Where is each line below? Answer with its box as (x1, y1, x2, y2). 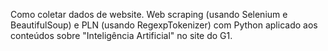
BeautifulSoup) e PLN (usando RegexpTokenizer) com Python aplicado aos (10, 19, 318, 31)
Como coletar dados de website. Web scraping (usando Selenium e (10, 9, 288, 20)
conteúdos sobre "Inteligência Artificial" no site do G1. (10, 30, 233, 41)
